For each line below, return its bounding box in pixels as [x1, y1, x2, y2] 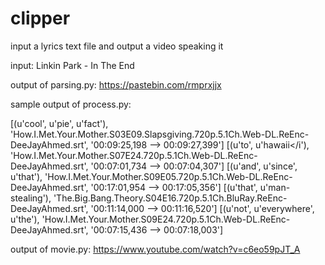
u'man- [259, 181, 291, 193]
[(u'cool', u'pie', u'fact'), [10, 117, 109, 129]
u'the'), [10, 213, 40, 225]
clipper [10, 7, 71, 30]
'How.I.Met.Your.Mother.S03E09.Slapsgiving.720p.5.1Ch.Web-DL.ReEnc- [10, 128, 310, 140]
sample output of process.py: [10, 98, 132, 110]
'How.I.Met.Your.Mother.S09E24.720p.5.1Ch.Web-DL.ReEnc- [41, 213, 291, 225]
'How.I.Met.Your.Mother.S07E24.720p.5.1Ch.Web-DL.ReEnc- [10, 149, 258, 161]
